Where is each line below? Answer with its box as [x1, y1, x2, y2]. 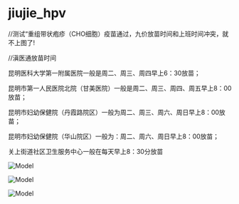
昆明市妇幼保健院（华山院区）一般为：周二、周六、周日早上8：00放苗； [8, 132, 220, 141]
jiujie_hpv [8, 5, 67, 21]
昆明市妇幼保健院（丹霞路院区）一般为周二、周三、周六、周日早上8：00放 [8, 108, 226, 116]
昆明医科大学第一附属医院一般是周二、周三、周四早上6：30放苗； [8, 68, 201, 77]
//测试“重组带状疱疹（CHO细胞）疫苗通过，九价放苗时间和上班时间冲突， [8, 29, 223, 38]
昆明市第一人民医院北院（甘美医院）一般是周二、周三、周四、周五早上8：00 [8, 83, 232, 92]
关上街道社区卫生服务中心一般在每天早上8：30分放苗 [8, 147, 164, 155]
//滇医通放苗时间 [8, 53, 57, 62]
